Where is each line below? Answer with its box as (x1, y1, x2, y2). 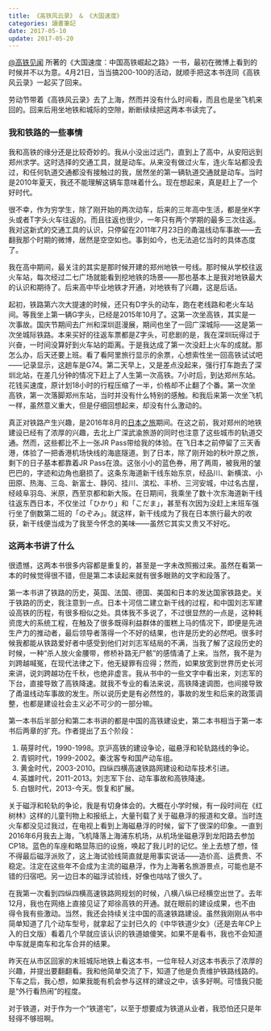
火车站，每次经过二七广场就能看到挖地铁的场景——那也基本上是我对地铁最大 (8, 272, 263, 282)
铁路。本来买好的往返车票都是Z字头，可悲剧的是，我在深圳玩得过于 (35, 329, 261, 339)
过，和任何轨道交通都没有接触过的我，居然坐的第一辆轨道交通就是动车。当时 (8, 167, 263, 177)
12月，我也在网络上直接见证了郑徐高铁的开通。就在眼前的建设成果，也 (8, 898, 242, 908)
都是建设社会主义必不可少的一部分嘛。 (29, 698, 157, 708)
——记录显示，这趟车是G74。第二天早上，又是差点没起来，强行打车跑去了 (8, 360, 256, 370)
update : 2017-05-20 (8, 34, 74, 43)
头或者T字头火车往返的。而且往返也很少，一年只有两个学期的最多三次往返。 (8, 215, 261, 224)
